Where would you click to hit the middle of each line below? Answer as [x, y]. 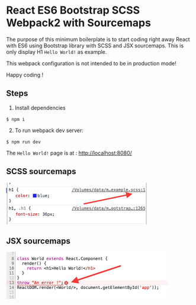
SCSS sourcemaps [41, 171]
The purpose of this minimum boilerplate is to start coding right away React [98, 39]
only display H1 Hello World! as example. [57, 52]
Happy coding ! [25, 75]
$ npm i [16, 119]
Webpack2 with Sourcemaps [78, 23]
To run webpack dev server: [49, 130]
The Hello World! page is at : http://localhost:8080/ [69, 153]
